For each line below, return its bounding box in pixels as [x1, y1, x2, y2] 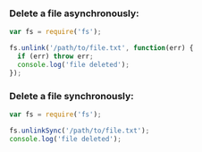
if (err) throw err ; [17, 52, 94, 61]
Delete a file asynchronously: [9, 7, 139, 20]
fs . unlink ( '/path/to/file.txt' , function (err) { [9, 44, 194, 53]
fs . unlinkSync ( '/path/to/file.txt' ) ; [9, 126, 150, 135]
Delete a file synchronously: [9, 89, 134, 102]
